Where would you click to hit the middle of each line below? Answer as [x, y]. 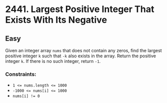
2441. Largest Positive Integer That [80, 9]
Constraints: [21, 74]
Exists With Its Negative [56, 20]
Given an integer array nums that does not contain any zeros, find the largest [83, 50]
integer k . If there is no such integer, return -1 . [53, 61]
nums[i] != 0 [26, 96]
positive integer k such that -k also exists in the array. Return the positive [81, 56]
